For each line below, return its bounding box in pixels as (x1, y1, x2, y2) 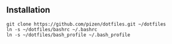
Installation (6, 5, 50, 15)
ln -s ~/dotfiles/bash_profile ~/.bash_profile (6, 32, 131, 38)
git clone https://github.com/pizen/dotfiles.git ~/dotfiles (6, 21, 166, 27)
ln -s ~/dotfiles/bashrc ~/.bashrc (6, 26, 98, 32)
